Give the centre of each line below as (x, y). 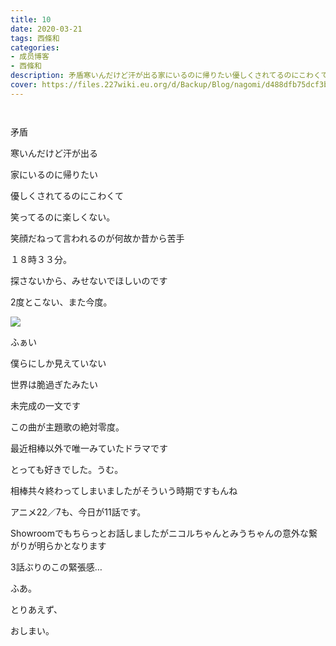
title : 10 (31, 19)
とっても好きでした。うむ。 (67, 469)
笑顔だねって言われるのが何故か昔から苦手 (97, 238)
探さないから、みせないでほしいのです (89, 280)
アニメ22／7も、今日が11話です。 (78, 512)
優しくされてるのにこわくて (67, 195)
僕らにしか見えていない (58, 363)
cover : (24, 85)
